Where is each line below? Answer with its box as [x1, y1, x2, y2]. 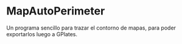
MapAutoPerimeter [6, 4, 105, 18]
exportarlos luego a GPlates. [6, 30, 78, 37]
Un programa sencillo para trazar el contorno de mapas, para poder [6, 24, 177, 31]
